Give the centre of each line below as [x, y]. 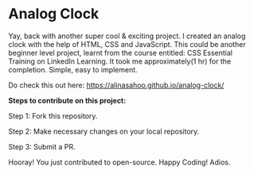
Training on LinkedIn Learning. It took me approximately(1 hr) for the [120, 61]
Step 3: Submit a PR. [42, 146]
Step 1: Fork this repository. [53, 115]
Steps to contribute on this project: [67, 100]
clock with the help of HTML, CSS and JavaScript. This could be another [127, 44]
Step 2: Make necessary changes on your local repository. [104, 131]
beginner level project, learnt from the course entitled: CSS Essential [121, 52]
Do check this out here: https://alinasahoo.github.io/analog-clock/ [116, 85]
